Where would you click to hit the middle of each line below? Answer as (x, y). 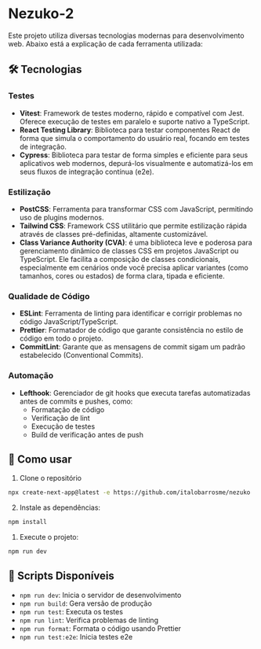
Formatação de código (68, 409)
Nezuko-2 (41, 14)
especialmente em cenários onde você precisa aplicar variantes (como (134, 267)
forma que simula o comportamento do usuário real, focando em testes (134, 138)
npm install (27, 522)
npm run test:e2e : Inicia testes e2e (76, 636)
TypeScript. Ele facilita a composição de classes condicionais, (120, 259)
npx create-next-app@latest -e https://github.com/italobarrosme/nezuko (129, 492)
